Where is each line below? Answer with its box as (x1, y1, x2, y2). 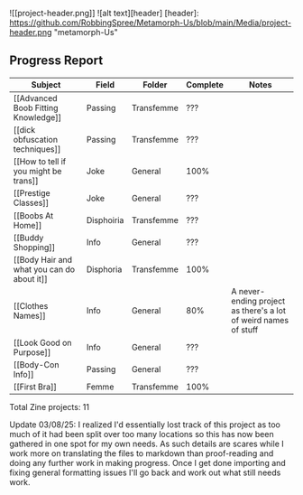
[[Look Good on (13, 337, 72, 348)
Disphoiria (86, 215, 124, 226)
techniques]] (13, 144, 61, 154)
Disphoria (86, 264, 123, 275)
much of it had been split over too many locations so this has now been (9, 428, 274, 439)
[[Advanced (13, 92, 58, 103)
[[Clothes (13, 300, 49, 311)
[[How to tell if (13, 156, 67, 167)
